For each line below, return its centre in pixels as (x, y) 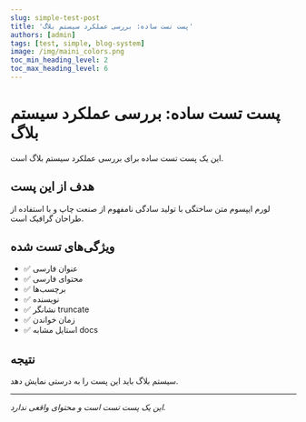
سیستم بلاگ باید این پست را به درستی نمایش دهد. (94, 381)
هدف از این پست (52, 187)
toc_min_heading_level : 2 (59, 60)
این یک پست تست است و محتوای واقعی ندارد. (88, 407)
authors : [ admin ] (43, 35)
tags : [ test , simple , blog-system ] (78, 43)
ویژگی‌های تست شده (63, 247)
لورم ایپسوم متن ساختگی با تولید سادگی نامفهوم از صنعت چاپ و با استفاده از (140, 208)
